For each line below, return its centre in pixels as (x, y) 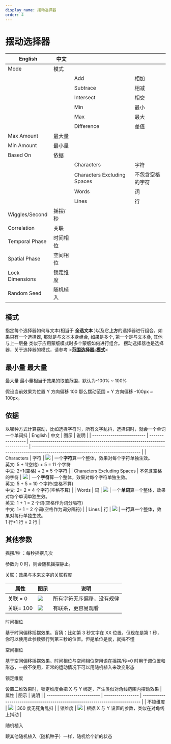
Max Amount (23, 136)
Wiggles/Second (28, 214)
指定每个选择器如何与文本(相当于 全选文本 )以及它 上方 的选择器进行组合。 (82, 331)
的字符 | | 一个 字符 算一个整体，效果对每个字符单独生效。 (68, 477)
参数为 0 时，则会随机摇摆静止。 (39, 564)
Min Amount (22, 145)
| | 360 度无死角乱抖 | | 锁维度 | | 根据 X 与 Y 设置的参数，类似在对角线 (85, 708)
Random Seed (25, 293)
